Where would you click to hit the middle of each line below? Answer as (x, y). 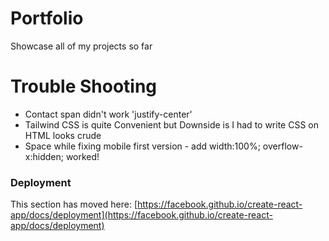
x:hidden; (44, 156)
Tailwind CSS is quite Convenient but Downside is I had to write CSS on (171, 124)
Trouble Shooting (84, 86)
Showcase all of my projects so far (81, 46)
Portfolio (47, 18)
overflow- (282, 146)
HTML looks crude (63, 135)
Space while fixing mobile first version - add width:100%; (142, 146)
